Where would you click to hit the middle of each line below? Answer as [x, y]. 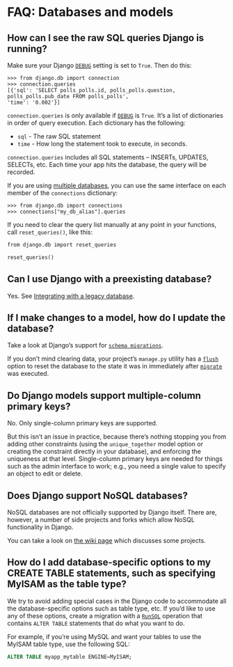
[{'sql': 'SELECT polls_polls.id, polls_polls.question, [91, 91]
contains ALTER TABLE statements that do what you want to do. [96, 623]
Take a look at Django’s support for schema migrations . [85, 345]
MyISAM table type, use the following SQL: [69, 644]
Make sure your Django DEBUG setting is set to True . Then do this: [99, 65]
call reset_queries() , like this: [50, 232]
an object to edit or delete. [45, 473]
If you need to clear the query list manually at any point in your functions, [112, 225]
